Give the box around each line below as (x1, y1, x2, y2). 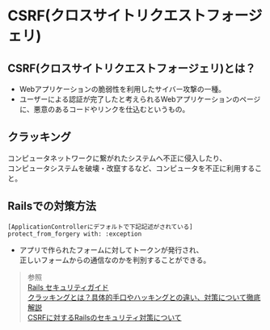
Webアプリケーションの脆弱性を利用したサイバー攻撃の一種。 (19, 85, 226, 94)
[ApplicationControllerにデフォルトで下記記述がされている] (7, 223, 193, 231)
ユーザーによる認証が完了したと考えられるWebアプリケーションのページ (19, 94, 261, 104)
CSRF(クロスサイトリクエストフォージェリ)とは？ (7, 61, 256, 75)
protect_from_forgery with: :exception (7, 230, 142, 238)
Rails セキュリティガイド (27, 282, 109, 292)
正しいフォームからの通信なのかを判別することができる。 (19, 255, 211, 265)
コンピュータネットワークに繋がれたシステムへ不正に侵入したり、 (7, 153, 227, 163)
